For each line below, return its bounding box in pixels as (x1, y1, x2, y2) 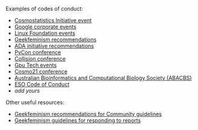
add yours (14, 87, 40, 94)
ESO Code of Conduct (14, 81, 70, 88)
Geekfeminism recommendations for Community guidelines (14, 111, 162, 117)
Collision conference (14, 55, 66, 62)
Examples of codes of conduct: (5, 5, 84, 12)
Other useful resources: (5, 99, 64, 106)
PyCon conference (14, 49, 61, 56)
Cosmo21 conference (14, 68, 67, 75)
